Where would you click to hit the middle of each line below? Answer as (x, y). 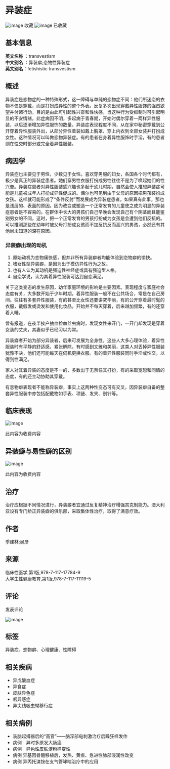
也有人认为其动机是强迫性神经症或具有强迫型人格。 (66, 270)
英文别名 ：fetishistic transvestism (40, 68)
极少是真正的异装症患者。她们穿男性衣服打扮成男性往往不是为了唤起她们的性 (85, 181)
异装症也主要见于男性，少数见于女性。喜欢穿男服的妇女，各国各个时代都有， (85, 174)
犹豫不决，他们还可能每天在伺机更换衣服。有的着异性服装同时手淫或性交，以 (85, 353)
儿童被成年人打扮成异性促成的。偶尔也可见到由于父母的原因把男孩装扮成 (89, 193)
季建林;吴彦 (17, 541)
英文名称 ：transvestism (30, 56)
